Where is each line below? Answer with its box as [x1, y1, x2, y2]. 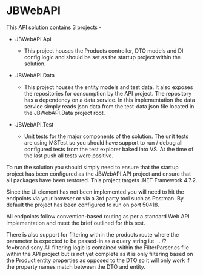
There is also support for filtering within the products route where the [6, 231, 179, 238]
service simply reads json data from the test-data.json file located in [24, 102, 195, 110]
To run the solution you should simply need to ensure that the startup [6, 163, 179, 171]
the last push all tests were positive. [24, 152, 114, 159]
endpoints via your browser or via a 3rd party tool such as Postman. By [6, 194, 184, 202]
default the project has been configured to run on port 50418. [6, 201, 159, 208]
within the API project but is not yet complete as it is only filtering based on [6, 250, 193, 257]
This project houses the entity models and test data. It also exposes [24, 83, 193, 91]
